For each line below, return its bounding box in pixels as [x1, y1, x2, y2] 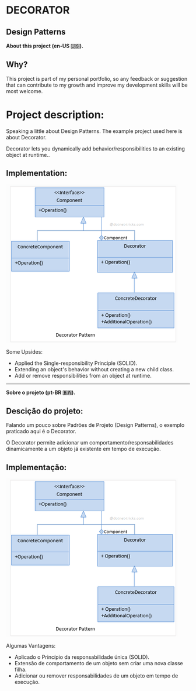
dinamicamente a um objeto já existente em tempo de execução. [6, 446, 162, 453]
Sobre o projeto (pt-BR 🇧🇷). [6, 389, 76, 396]
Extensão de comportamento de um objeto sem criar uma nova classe [14, 660, 183, 667]
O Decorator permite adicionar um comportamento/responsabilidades [6, 439, 174, 446]
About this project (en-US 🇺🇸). [6, 42, 83, 49]
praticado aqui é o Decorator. [6, 428, 77, 435]
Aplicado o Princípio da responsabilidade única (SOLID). [14, 654, 150, 661]
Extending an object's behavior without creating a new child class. [14, 365, 174, 372]
